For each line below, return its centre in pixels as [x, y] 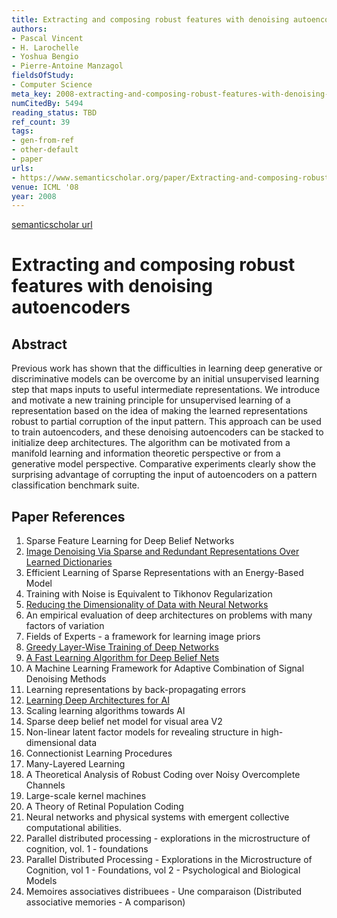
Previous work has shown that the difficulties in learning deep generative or [167, 368]
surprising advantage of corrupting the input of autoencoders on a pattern [164, 475]
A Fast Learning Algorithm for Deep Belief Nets [122, 658]
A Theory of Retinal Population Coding [104, 807]
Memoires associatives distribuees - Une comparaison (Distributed [164, 892]
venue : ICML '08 [45, 187]
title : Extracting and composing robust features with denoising [150, 19]
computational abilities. [73, 828]
